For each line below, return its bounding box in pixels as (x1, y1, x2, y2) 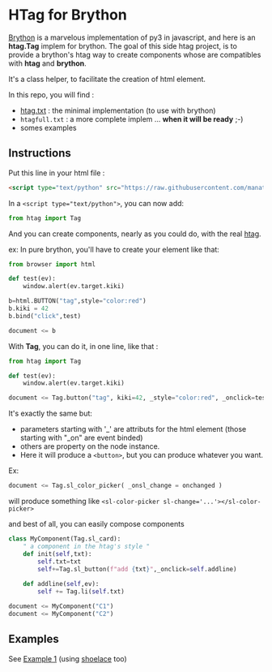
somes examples (19, 123, 77, 132)
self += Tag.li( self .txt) (37, 588, 125, 596)
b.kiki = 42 (8, 304, 49, 312)
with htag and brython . (8, 58, 87, 68)
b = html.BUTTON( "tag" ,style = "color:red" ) (8, 297, 147, 305)
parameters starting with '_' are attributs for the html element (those (19, 424, 247, 434)
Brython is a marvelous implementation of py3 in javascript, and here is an (8, 32, 256, 42)
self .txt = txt (37, 558, 82, 566)
